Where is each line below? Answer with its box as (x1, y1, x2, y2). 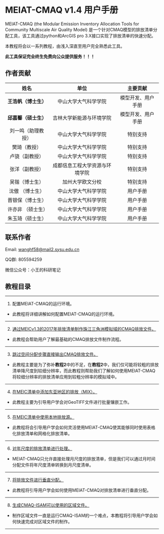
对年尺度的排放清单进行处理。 (12, 446, 72, 452)
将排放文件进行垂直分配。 (12, 477, 64, 483)
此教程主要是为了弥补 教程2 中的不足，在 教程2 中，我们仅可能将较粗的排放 (12, 362, 159, 368)
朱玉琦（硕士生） (7, 215, 47, 222)
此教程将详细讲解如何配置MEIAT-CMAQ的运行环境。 (12, 311, 117, 317)
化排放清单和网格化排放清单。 (12, 431, 72, 436)
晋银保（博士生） (7, 197, 47, 203)
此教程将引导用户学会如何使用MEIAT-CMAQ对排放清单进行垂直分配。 (12, 487, 151, 493)
